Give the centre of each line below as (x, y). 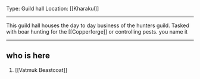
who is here (28, 56)
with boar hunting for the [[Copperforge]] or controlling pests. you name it (97, 32)
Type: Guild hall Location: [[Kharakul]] (53, 9)
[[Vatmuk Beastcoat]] (41, 70)
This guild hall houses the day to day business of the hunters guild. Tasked (98, 25)
